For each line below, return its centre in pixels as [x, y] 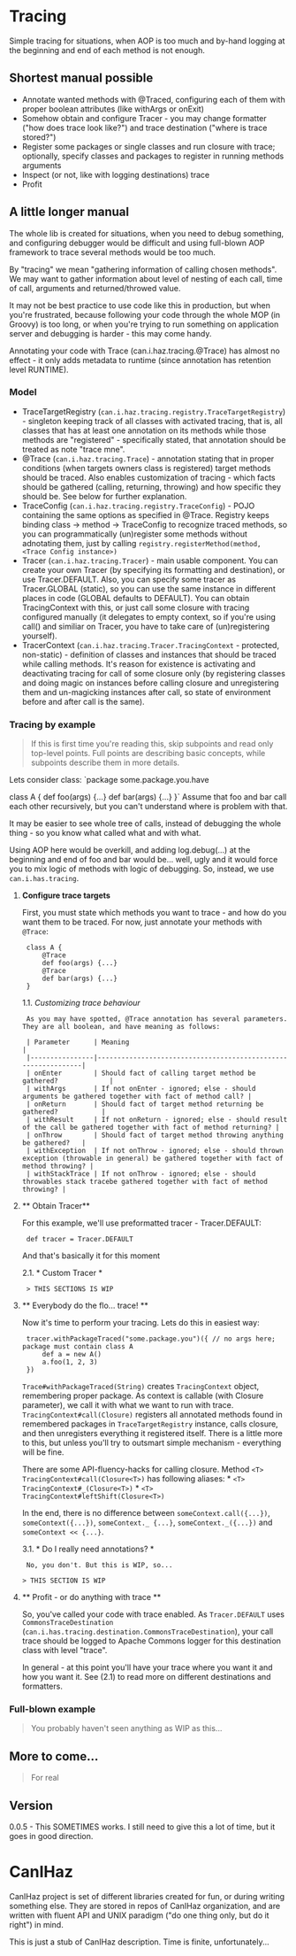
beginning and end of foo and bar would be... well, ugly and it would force [144, 860]
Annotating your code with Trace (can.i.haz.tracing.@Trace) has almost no [144, 351]
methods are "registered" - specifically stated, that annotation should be [154, 439]
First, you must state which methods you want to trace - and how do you [154, 913]
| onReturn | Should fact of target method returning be [145, 1104]
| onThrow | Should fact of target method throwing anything [155, 1135]
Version [31, 1805]
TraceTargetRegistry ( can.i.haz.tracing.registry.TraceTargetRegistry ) [154, 411]
